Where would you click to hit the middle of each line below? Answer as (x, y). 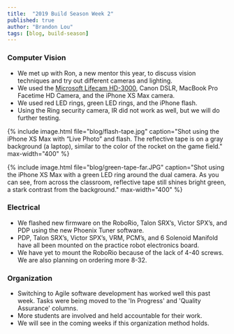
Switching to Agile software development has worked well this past (114, 293)
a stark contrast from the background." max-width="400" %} (95, 189)
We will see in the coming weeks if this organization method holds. (113, 323)
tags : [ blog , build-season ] (48, 33)
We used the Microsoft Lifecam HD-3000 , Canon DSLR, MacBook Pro (118, 88)
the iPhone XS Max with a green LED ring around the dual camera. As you (113, 174)
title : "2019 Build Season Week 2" (60, 14)
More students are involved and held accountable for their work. (110, 316)
